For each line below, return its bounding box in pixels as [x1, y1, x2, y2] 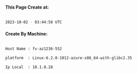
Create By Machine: [5, 30, 48, 36]
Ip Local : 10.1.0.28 [5, 65, 53, 70]
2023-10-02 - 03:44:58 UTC [5, 20, 62, 25]
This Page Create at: [5, 4, 49, 10]
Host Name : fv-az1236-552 [5, 46, 62, 52]
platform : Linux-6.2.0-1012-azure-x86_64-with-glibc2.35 [5, 56, 132, 61]
